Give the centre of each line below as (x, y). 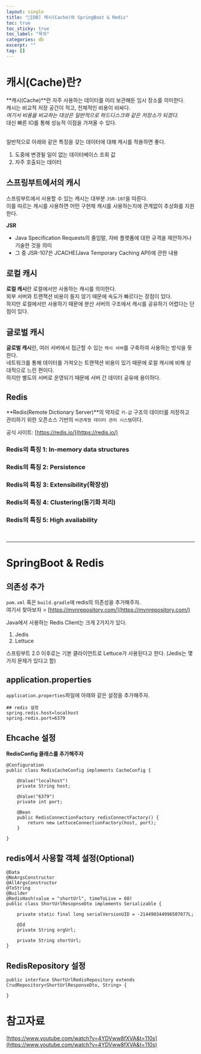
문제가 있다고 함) (36, 660)
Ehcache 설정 (31, 738)
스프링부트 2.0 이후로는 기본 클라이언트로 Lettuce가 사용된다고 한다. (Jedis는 (96, 653)
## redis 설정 (22, 708)
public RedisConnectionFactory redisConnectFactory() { (88, 817)
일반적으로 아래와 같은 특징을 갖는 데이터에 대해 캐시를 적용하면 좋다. (86, 142)
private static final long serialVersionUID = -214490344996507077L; (106, 915)
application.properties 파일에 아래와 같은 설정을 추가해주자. (78, 695)
